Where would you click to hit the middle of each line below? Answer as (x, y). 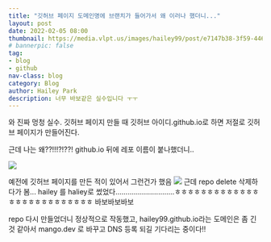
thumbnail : (27, 38)
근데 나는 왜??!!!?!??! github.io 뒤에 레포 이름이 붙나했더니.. (102, 149)
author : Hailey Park (43, 91)
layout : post (30, 23)
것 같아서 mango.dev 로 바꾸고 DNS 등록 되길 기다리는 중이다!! (107, 229)
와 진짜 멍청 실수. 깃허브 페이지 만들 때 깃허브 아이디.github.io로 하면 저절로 (127, 123)
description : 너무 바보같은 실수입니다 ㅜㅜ (73, 98)
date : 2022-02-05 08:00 (48, 31)
